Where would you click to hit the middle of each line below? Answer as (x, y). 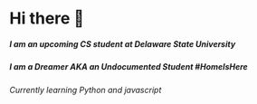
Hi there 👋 (47, 19)
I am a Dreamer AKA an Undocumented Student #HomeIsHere (129, 67)
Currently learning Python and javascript (86, 90)
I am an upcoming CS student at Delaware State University (123, 43)
